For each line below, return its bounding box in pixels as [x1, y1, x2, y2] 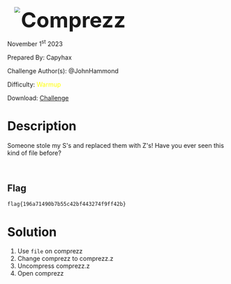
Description [7, 118, 77, 134]
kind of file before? [7, 149, 61, 157]
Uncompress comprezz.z [17, 262, 91, 270]
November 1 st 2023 [7, 38, 63, 48]
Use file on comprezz [17, 247, 83, 255]
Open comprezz [17, 269, 64, 278]
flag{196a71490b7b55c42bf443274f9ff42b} [7, 201, 127, 208]
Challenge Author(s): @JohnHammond [7, 66, 119, 75]
